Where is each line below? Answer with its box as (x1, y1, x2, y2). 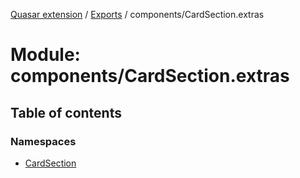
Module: (10, 44, 81, 66)
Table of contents (10, 104, 122, 121)
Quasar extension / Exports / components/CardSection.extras (10, 9, 265, 20)
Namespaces (10, 134, 77, 148)
